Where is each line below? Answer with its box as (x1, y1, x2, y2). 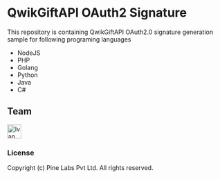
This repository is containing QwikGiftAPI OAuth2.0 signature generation (7, 28, 213, 36)
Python (17, 71, 38, 79)
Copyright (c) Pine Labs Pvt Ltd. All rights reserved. (7, 164, 154, 172)
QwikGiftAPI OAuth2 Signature (7, 5, 187, 21)
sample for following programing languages (7, 35, 131, 43)
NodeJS (17, 49, 41, 57)
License (7, 148, 35, 157)
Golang (17, 63, 38, 71)
